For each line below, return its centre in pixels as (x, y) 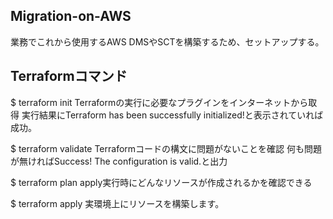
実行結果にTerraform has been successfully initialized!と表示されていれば (172, 115)
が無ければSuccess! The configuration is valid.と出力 (119, 161)
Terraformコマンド (69, 76)
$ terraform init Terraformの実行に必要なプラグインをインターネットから (159, 102)
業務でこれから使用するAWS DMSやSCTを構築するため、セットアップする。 (167, 41)
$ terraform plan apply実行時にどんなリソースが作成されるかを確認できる (161, 182)
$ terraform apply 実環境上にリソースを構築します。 (117, 203)
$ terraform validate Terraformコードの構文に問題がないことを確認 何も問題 (166, 148)
